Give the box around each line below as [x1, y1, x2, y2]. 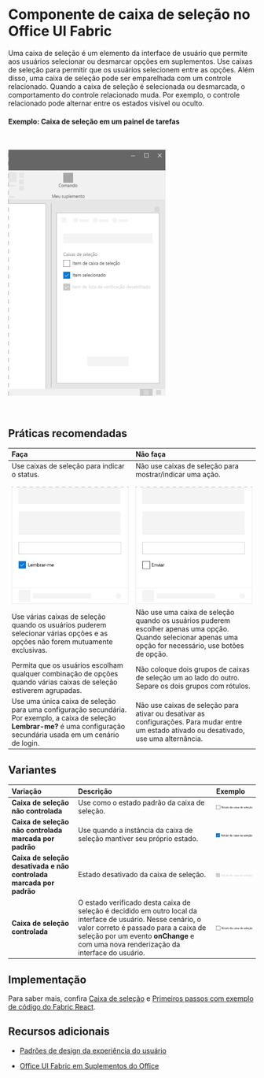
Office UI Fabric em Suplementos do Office [19, 1061, 159, 1070]
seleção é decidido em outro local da [78, 906, 198, 915]
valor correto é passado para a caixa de [78, 923, 207, 932]
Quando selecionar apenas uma [135, 632, 238, 643]
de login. [11, 738, 40, 747]
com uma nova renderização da [78, 939, 181, 949]
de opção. [135, 650, 169, 659]
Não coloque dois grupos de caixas [135, 665, 250, 674]
